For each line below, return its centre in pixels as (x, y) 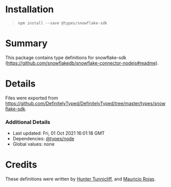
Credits (21, 165)
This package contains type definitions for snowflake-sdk (66, 57)
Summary (26, 43)
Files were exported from (32, 98)
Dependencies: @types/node (43, 139)
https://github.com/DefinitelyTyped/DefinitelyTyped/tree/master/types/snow (86, 103)
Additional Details (28, 122)
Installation (30, 9)
